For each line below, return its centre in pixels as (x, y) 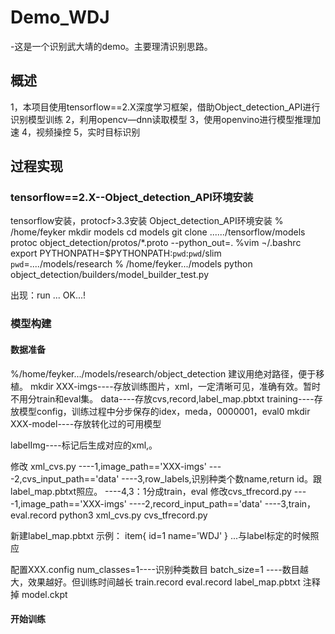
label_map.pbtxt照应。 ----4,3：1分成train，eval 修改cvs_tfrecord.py (151, 491)
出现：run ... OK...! (48, 295)
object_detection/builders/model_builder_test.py (110, 275)
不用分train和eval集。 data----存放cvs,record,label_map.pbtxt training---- (162, 398)
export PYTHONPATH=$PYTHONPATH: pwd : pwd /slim (116, 253)
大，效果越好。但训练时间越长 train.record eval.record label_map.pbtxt (155, 582)
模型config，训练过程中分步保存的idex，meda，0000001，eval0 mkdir (164, 411)
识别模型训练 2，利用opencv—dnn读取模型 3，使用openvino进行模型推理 (161, 119)
